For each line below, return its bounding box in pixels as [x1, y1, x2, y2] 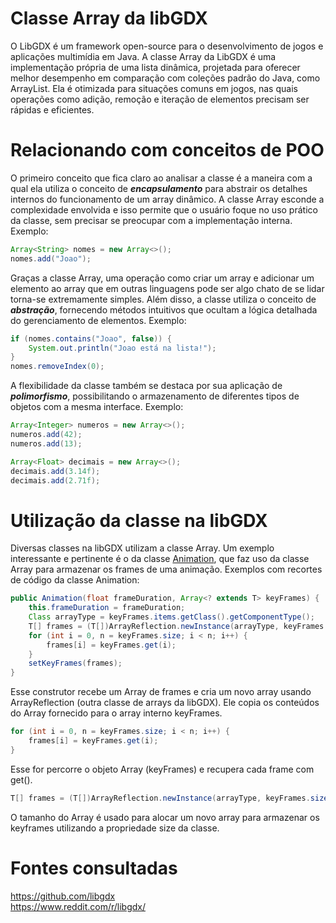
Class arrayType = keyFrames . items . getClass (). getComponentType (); [28, 612, 315, 622]
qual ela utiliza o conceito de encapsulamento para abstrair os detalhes [10, 182, 308, 194]
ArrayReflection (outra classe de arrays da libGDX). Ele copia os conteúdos [10, 697, 320, 709]
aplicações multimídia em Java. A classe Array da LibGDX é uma [10, 50, 277, 62]
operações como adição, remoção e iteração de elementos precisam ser [10, 93, 310, 105]
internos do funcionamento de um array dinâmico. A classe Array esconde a [10, 193, 325, 205]
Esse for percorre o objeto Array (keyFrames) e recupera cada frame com [10, 763, 315, 775]
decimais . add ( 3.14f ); [10, 466, 101, 476]
